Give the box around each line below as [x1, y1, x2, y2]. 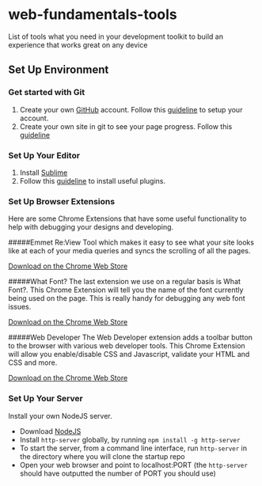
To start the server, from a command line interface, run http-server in [19, 443, 248, 453]
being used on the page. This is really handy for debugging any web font [8, 294, 245, 303]
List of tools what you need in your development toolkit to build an [8, 32, 224, 41]
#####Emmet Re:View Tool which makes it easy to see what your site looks [8, 237, 255, 247]
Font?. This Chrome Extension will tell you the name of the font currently [8, 285, 244, 294]
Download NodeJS [19, 426, 82, 436]
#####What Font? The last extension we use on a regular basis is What [8, 277, 241, 287]
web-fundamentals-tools [8, 6, 178, 24]
